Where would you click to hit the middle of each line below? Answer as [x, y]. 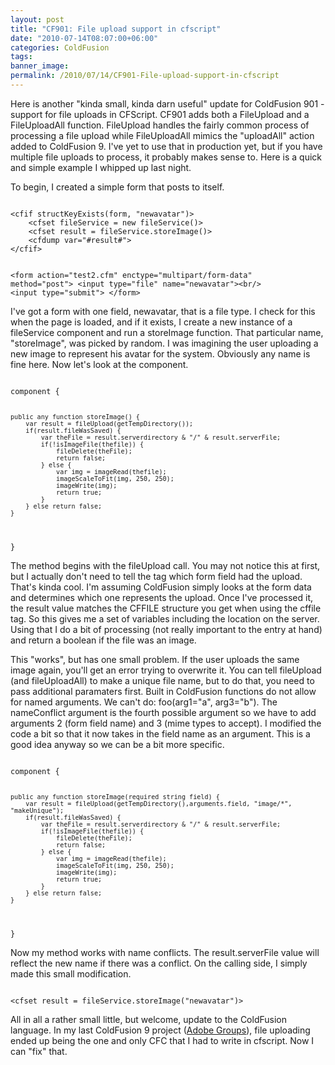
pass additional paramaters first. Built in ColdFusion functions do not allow [163, 691]
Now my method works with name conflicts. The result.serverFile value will [165, 952]
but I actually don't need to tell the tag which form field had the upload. [156, 576]
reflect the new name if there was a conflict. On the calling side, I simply [159, 963]
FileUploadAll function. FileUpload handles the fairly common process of [160, 125]
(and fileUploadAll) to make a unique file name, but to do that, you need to [162, 680]
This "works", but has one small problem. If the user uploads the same [155, 659]
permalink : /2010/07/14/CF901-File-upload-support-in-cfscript [145, 76]
